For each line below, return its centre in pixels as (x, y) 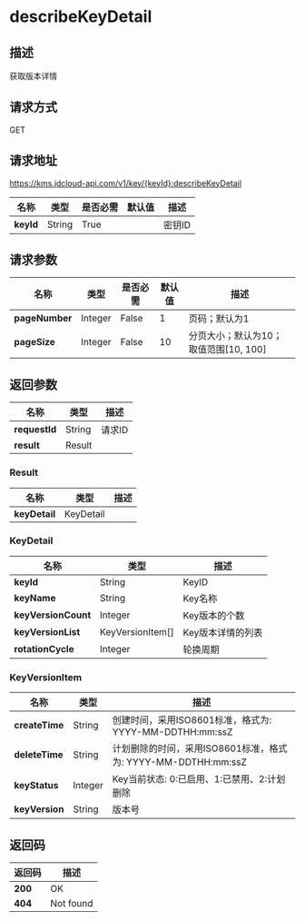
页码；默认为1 (219, 319)
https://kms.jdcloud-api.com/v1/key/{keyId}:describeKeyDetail (126, 183)
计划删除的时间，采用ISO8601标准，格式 (200, 748)
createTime (39, 726)
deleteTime (39, 755)
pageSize (35, 342)
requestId (35, 430)
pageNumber (43, 318)
